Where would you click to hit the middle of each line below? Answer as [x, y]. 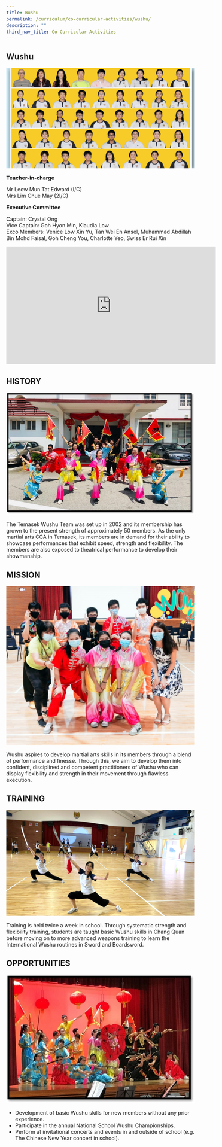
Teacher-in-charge [31, 178]
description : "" [26, 25]
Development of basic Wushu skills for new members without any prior [102, 1113]
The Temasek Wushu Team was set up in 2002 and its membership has [94, 524]
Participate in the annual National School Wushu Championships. [95, 1125]
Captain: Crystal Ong [32, 219]
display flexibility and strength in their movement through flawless [87, 773]
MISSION [23, 575]
